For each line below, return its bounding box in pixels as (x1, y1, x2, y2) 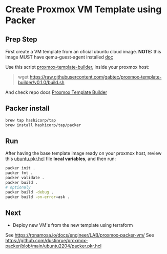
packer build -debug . (5, 189, 54, 194)
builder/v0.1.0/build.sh (17, 80, 65, 85)
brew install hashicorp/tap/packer (5, 122, 81, 128)
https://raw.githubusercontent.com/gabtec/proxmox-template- (30, 74, 162, 80)
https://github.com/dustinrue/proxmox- (5, 238, 88, 244)
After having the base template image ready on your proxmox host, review (5, 150, 162, 157)
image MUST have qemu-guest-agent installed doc (5, 54, 114, 60)
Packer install (5, 104, 50, 113)
